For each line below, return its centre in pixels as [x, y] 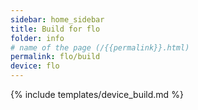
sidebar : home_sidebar [57, 19]
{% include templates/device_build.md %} [97, 94]
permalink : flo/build [55, 57]
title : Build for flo [55, 29]
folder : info [37, 38]
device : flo [35, 66]
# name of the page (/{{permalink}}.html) [100, 47]
